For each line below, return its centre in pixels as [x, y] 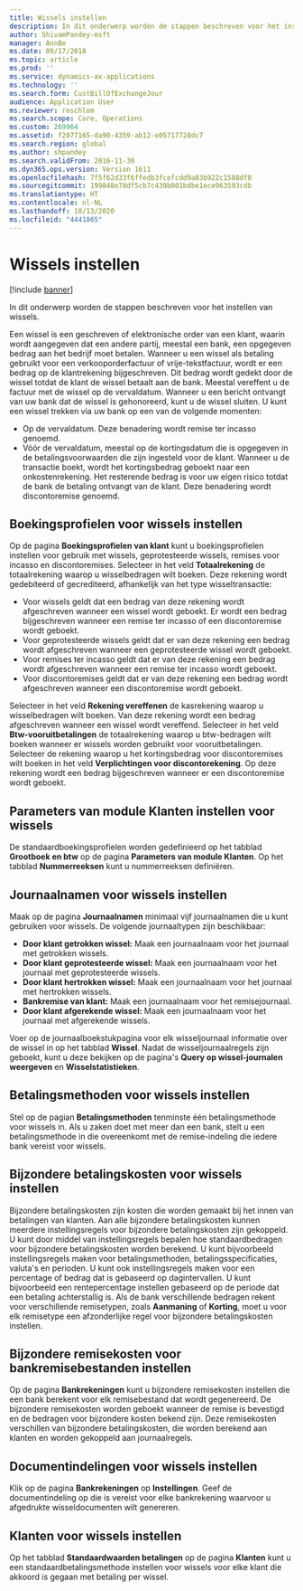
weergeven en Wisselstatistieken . [74, 1067]
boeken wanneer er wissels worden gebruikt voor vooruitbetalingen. [136, 744]
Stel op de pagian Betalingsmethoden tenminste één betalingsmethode [143, 1117]
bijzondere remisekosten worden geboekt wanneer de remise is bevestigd [147, 1409]
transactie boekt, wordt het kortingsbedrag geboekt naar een [136, 467]
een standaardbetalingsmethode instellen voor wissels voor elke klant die [146, 1567]
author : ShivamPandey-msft [60, 34]
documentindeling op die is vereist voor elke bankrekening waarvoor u [140, 1498]
